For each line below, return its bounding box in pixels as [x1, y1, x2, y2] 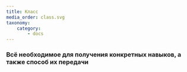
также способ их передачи [6, 58, 89, 66]
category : [17, 25, 42, 32]
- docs [27, 31, 44, 37]
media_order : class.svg [6, 14, 65, 20]
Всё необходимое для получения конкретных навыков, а [6, 51, 182, 59]
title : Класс [6, 8, 39, 15]
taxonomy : [6, 20, 31, 26]
